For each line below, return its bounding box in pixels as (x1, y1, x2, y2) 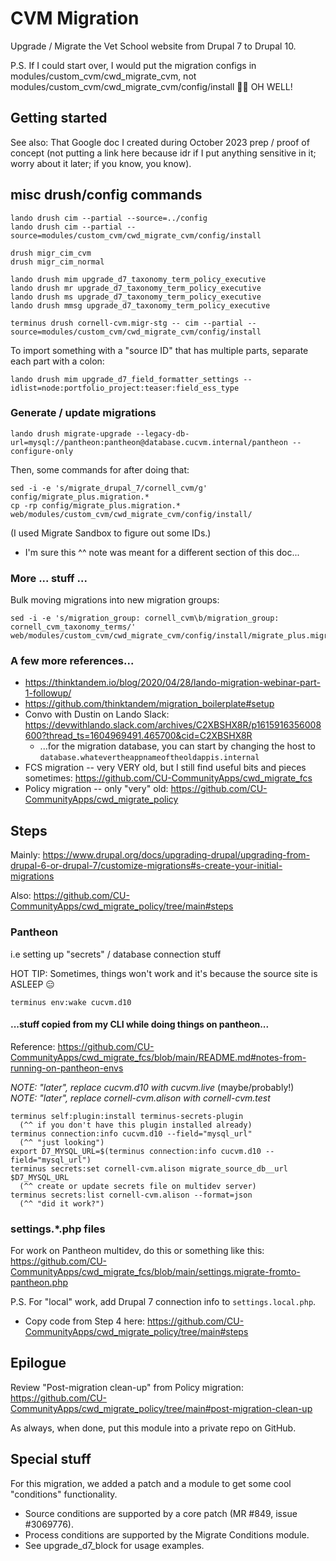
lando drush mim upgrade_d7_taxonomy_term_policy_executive (10, 274, 267, 284)
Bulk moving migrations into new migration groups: (10, 594, 220, 606)
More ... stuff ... (10, 571, 88, 585)
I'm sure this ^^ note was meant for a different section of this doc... (24, 546, 300, 558)
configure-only (10, 446, 74, 456)
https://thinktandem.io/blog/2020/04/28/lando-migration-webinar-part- (24, 677, 321, 689)
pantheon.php (10, 1277, 68, 1289)
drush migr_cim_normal (10, 257, 105, 267)
